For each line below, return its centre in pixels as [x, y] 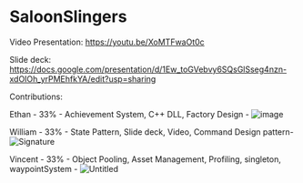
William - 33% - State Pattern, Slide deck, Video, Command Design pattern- [151, 132]
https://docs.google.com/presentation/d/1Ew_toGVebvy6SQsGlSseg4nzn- [148, 69]
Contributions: [36, 97]
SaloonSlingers [68, 17]
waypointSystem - [44, 168]
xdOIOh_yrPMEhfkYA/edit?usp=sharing [83, 78]
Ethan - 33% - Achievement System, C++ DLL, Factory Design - [130, 114]
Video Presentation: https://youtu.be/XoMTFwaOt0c [107, 42]
